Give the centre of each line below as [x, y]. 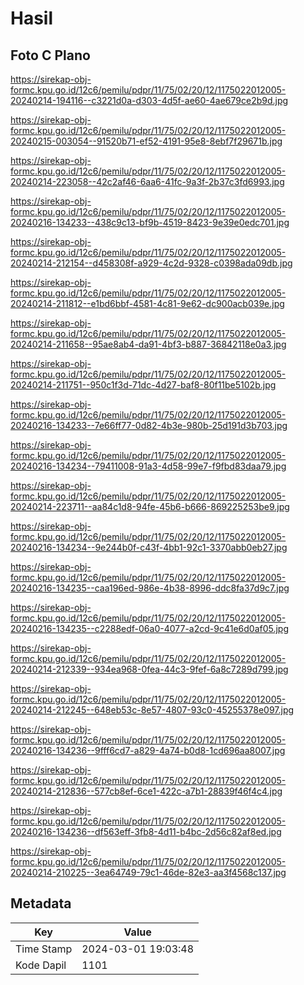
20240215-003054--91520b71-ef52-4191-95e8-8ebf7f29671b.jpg [146, 141]
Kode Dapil [41, 965]
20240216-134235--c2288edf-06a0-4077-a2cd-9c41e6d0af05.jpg [150, 628]
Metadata [41, 903]
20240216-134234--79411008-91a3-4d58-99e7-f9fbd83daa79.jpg [148, 466]
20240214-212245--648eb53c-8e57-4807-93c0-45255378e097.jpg [152, 710]
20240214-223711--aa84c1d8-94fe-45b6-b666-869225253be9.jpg [150, 506]
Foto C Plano [50, 55]
